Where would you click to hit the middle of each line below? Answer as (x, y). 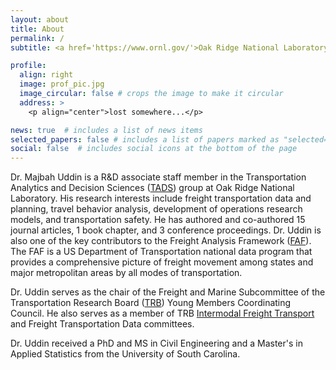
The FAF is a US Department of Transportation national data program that (161, 252)
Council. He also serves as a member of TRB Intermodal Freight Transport (162, 313)
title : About (37, 29)
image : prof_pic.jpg (62, 84)
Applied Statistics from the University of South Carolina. (125, 354)
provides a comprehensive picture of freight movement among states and (162, 262)
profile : (28, 66)
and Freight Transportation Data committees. (102, 324)
